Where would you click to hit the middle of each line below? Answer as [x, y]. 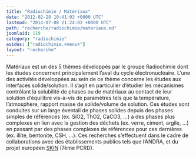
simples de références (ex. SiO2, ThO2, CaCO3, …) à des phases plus [91, 116]
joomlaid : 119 [24, 34]
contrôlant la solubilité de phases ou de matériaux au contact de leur [89, 91]
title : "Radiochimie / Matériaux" [49, 11]
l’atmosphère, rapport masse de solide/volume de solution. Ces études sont [98, 104]
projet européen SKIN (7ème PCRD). [50, 148]
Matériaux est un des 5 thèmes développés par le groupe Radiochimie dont [97, 66]
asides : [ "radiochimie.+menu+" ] [46, 45]
